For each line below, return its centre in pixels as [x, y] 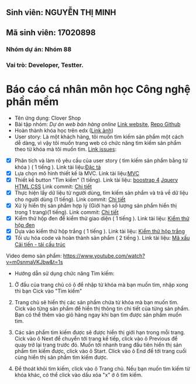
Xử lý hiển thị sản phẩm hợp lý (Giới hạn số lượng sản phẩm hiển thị [96, 205]
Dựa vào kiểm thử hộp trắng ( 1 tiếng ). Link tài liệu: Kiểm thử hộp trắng [100, 231]
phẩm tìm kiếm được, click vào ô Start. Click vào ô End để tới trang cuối [101, 351]
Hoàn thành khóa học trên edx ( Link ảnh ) [64, 130]
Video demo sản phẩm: [34, 256]
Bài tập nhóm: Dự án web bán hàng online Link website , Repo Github [97, 124]
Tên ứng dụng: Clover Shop [48, 118]
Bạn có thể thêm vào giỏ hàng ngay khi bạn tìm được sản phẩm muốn [98, 315]
